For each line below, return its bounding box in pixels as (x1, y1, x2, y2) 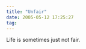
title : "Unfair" (6, 8, 47, 15)
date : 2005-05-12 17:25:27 (6, 14, 74, 20)
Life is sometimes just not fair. (6, 36, 81, 44)
